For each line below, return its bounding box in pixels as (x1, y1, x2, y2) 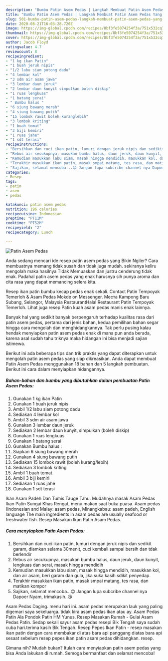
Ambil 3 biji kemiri (12, 475, 50, 481)
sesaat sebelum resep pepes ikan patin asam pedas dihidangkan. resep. (5, 635, 154, 641)
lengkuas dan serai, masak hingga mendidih (12, 562, 104, 568)
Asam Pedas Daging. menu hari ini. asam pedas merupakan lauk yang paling (5, 603, 163, 609)
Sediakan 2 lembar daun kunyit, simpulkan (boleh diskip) (12, 427, 130, 433)
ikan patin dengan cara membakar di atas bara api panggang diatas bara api (5, 630, 163, 636)
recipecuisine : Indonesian (5, 211, 62, 216)
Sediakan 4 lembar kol (12, 411, 59, 417)
